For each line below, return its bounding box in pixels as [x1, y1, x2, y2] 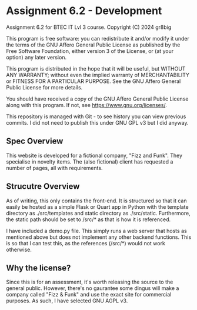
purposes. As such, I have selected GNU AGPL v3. [6, 297, 128, 304]
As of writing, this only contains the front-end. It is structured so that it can [6, 197, 187, 204]
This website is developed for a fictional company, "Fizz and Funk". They [6, 152, 183, 159]
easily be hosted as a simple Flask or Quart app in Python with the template [6, 203, 189, 210]
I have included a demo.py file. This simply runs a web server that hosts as [6, 227, 187, 234]
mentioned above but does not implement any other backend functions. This [6, 234, 192, 241]
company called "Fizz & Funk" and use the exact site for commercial [6, 291, 172, 298]
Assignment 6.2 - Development [6, 4, 162, 18]
